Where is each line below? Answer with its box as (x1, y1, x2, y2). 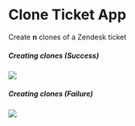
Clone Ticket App (8, 6, 127, 24)
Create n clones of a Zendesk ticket (8, 32, 127, 42)
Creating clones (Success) (8, 51, 100, 60)
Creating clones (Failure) (8, 88, 94, 98)
